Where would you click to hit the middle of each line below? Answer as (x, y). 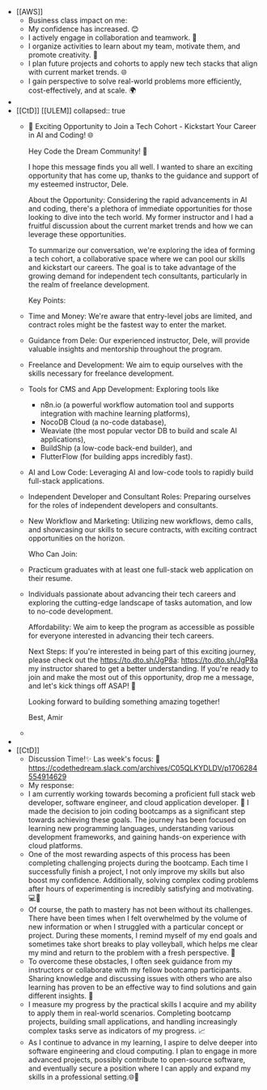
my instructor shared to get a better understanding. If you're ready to (143, 668)
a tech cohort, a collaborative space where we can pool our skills (136, 258)
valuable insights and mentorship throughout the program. (125, 349)
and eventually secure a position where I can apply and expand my (140, 1068)
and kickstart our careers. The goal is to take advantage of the (132, 267)
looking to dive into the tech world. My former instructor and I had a (141, 217)
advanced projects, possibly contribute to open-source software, (137, 1060)
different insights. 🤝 (61, 996)
